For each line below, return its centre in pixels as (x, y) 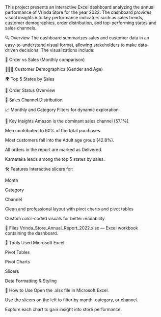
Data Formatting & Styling (31, 281)
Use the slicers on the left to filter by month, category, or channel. (72, 300)
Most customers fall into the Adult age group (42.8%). (60, 140)
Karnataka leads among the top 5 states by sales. (55, 159)
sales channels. (21, 28)
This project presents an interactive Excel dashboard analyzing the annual (80, 7)
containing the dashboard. (32, 233)
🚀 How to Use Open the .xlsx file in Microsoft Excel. (57, 290)
